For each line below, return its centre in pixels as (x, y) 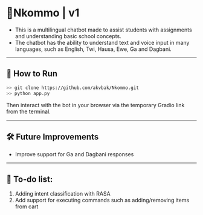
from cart (27, 207)
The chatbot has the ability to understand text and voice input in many (102, 42)
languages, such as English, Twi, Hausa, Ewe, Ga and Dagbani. (93, 49)
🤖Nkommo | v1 (43, 13)
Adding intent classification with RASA (63, 194)
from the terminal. (29, 111)
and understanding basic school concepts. (68, 36)
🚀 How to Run (32, 74)
